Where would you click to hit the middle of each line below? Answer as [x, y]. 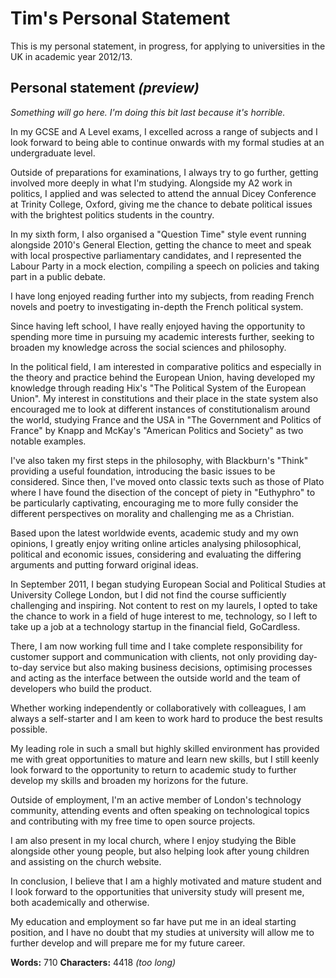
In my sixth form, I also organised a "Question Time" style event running [158, 234]
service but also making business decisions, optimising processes [176, 667]
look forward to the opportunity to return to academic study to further [153, 769]
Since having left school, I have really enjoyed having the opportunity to [158, 326]
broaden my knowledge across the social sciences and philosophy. [148, 347]
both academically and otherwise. [80, 902]
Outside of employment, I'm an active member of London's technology [156, 799]
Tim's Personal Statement [120, 18]
